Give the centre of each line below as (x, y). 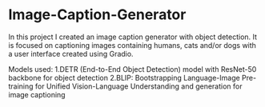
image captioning (37, 94)
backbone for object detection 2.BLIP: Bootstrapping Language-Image (124, 77)
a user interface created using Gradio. (71, 53)
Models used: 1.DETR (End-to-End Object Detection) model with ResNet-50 (132, 69)
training (21, 86)
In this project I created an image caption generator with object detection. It (133, 37)
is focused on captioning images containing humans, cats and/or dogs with (132, 45)
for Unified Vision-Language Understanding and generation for (139, 86)
